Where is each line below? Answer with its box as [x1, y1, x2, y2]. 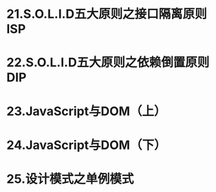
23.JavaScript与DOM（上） [6, 104, 166, 119]
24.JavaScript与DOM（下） [6, 137, 166, 153]
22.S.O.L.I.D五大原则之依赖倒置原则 [6, 55, 210, 71]
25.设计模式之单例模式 [6, 171, 134, 187]
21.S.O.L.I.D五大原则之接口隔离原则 [6, 6, 207, 22]
